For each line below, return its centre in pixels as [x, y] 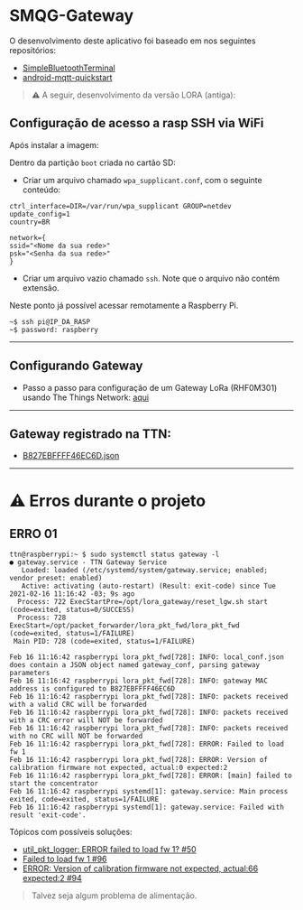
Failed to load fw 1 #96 [64, 859]
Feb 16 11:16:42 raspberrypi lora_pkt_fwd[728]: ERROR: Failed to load [147, 744]
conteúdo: [41, 190]
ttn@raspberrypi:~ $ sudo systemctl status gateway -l [115, 555]
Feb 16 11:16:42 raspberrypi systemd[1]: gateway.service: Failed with [147, 808]
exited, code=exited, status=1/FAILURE [84, 800]
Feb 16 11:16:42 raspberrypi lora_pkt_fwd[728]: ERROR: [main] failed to [151, 776]
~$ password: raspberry [54, 330]
